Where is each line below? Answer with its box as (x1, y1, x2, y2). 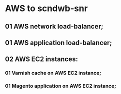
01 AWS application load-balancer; (5, 38, 112, 47)
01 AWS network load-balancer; (5, 22, 104, 31)
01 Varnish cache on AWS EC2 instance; (5, 70, 102, 77)
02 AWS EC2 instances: (5, 55, 78, 63)
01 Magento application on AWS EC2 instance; (5, 83, 116, 90)
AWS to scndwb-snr (5, 3, 88, 14)
